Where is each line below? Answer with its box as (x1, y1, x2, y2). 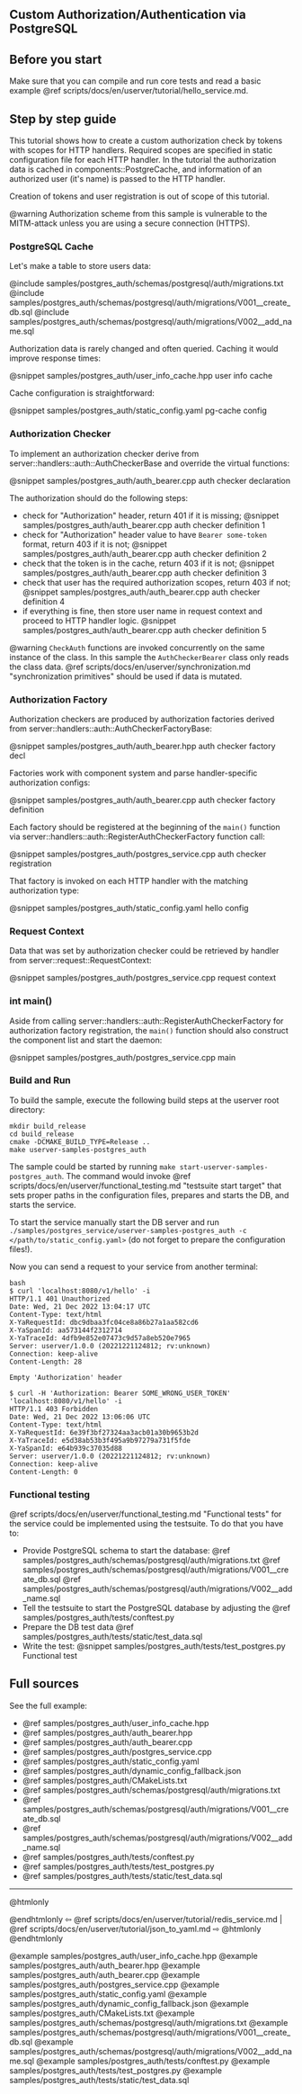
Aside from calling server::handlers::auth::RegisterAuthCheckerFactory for (9, 1016, 284, 1026)
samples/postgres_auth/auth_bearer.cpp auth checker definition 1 (22, 519, 265, 530)
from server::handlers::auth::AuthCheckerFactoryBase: (9, 723, 213, 734)
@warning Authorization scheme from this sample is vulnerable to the (9, 209, 268, 219)
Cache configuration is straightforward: (9, 388, 155, 398)
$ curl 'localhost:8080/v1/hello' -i (9, 1286, 151, 1295)
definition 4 (22, 595, 66, 606)
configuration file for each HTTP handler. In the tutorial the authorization (9, 155, 277, 166)
